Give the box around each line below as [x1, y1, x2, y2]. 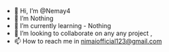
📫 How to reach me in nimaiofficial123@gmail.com [13, 37, 162, 45]
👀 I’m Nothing [13, 14, 54, 22]
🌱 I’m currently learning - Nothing [13, 22, 111, 30]
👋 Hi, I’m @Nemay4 [13, 7, 71, 15]
